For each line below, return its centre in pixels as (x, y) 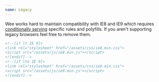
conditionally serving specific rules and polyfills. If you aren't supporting (78, 29)
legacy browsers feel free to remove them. (48, 34)
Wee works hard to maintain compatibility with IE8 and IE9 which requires (79, 24)
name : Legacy (18, 10)
